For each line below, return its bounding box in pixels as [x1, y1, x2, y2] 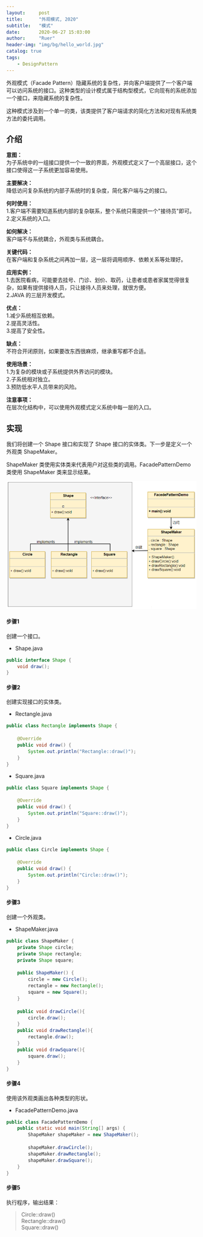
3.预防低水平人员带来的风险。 [6, 383, 80, 391]
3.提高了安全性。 [6, 327, 48, 335]
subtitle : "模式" [6, 22, 54, 28]
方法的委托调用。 [6, 115, 49, 122]
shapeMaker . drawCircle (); [28, 1145, 94, 1151]
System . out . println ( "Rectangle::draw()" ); [28, 748, 137, 754]
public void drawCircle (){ [17, 1008, 85, 1014]
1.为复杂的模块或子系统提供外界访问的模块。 [6, 368, 116, 375]
